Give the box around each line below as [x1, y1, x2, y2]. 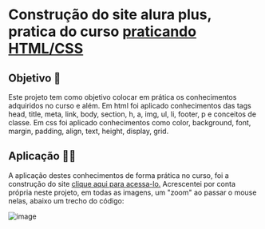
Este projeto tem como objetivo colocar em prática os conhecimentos [8, 93, 237, 101]
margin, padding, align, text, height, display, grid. [8, 126, 169, 136]
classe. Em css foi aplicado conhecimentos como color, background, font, [8, 118, 251, 127]
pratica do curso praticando [8, 22, 197, 41]
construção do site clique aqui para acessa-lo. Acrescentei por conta [8, 179, 235, 188]
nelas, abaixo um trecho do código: [8, 195, 125, 205]
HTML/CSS [8, 40, 84, 57]
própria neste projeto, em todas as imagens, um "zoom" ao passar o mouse [8, 188, 257, 197]
